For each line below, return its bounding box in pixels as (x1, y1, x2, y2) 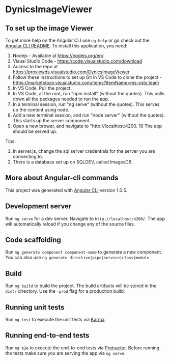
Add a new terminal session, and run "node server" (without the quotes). (12, 112, 165, 118)
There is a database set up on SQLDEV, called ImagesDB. (12, 159, 133, 165)
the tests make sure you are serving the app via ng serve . (5, 350, 126, 356)
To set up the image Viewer (5, 24, 94, 33)
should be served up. (12, 128, 58, 134)
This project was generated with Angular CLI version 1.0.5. (5, 187, 127, 193)
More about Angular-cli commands (5, 174, 119, 182)
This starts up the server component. (12, 118, 91, 123)
